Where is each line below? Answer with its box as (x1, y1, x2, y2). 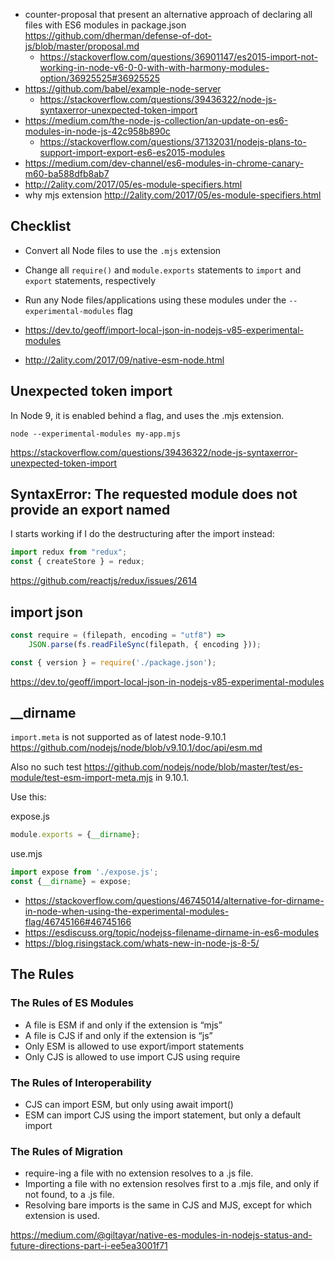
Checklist (10, 218, 72, 235)
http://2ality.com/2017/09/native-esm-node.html (24, 354, 225, 366)
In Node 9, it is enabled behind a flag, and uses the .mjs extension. (10, 409, 285, 421)
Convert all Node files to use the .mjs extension (24, 244, 222, 256)
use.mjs (10, 848, 43, 860)
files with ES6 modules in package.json (24, 19, 187, 31)
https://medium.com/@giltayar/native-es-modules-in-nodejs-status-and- (10, 1229, 313, 1241)
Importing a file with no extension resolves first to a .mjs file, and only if (24, 1178, 320, 1190)
